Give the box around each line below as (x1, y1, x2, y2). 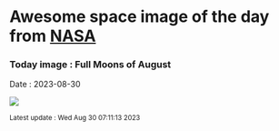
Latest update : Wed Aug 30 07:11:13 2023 (9, 114, 141, 123)
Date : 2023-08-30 (9, 79, 81, 90)
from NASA (9, 25, 96, 46)
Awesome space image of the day (9, 6, 270, 27)
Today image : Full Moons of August (9, 58, 172, 71)
